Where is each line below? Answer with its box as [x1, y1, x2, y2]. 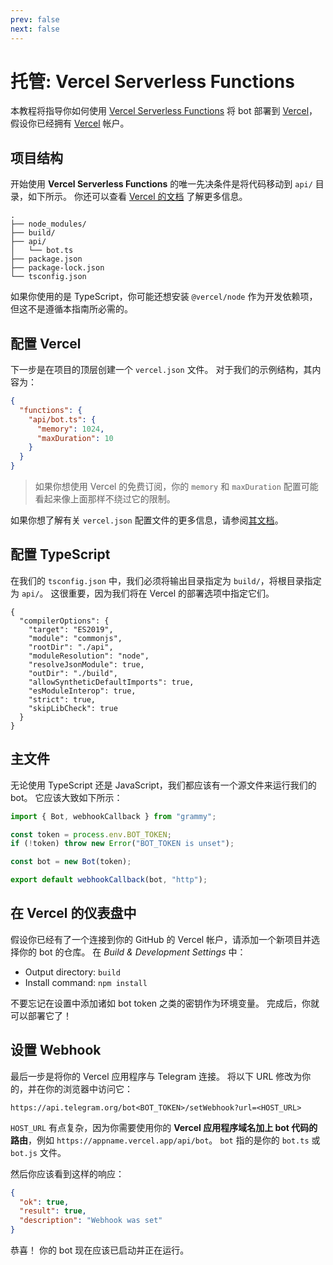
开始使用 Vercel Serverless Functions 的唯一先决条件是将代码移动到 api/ [10, 178, 313, 190]
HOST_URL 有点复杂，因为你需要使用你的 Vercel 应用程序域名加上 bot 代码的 [10, 1121, 318, 1133]
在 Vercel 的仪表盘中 [10, 905, 137, 922]
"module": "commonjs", [28, 633, 123, 643]
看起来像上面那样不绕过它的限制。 [34, 493, 176, 505]
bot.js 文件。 [10, 1146, 67, 1158]
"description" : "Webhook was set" [19, 1216, 163, 1226]
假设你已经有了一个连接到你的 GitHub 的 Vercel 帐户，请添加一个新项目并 [10, 933, 312, 945]
